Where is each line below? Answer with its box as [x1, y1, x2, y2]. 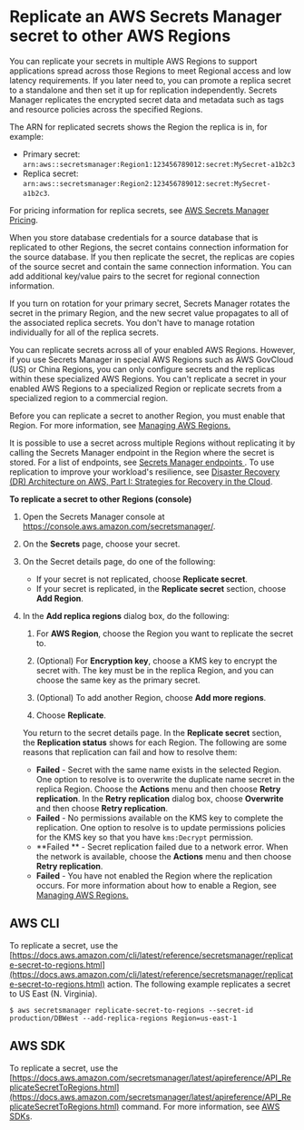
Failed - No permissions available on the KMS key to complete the [35, 812, 284, 823]
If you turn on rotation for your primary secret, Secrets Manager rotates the [9, 298, 290, 309]
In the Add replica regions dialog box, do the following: [22, 610, 230, 621]
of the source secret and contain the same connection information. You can [9, 260, 292, 271]
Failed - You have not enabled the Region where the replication [35, 870, 273, 881]
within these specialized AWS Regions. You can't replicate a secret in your [9, 373, 288, 384]
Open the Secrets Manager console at [22, 511, 165, 522]
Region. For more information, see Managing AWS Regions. [9, 419, 231, 430]
